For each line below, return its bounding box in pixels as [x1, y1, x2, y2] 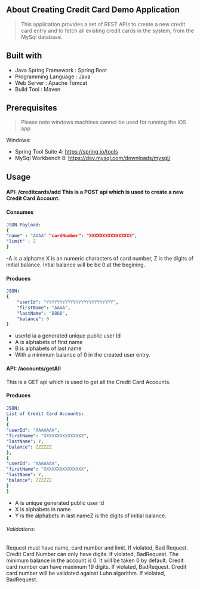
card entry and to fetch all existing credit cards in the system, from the [20, 27, 194, 34]
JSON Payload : [6, 222, 42, 228]
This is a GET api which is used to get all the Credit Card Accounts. [6, 378, 171, 385]
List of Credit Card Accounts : [6, 410, 84, 417]
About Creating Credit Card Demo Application [6, 5, 180, 15]
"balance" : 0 [17, 316, 50, 322]
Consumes [6, 208, 34, 216]
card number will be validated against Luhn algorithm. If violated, [6, 569, 166, 576]
